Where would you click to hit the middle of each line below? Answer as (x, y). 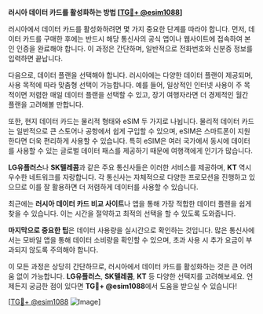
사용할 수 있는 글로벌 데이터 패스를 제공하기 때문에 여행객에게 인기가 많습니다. (135, 151)
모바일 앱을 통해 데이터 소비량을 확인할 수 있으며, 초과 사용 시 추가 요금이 (133, 240)
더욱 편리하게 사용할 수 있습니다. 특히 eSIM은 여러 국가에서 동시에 (129, 141)
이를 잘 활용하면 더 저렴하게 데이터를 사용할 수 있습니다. (113, 187)
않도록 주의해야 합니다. (64, 250)
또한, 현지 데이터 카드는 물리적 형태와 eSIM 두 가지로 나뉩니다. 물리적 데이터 (124, 121)
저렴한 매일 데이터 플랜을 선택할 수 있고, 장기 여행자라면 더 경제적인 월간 (139, 95)
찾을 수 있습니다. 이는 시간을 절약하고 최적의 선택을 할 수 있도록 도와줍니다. (122, 214)
